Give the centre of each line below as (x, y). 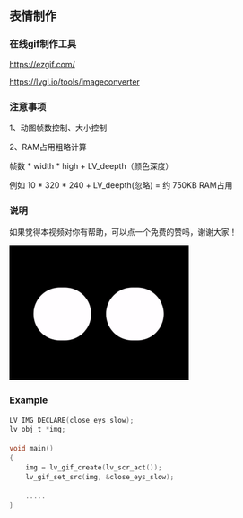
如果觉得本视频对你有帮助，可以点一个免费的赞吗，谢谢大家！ (123, 232)
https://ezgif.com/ (43, 64)
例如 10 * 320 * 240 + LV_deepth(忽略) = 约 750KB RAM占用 (121, 185)
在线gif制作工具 (43, 44)
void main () (31, 449)
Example (29, 400)
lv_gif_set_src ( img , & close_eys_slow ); (100, 477)
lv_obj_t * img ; (38, 430)
